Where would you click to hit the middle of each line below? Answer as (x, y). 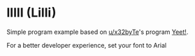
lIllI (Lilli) (31, 13)
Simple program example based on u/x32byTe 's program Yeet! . (97, 32)
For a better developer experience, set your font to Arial (87, 45)
